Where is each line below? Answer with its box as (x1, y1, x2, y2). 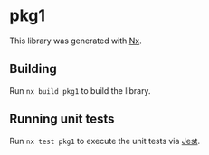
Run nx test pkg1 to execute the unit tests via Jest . (9, 135, 201, 146)
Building (9, 61, 57, 77)
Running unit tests (9, 112, 115, 127)
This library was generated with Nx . (9, 35, 142, 46)
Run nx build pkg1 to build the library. (9, 85, 151, 96)
